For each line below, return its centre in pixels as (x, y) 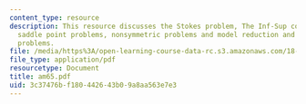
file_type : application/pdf (63, 60)
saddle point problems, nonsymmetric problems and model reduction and (157, 34)
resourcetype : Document (55, 69)
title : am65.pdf (40, 77)
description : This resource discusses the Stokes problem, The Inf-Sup (148, 26)
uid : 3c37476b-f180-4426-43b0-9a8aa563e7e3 (93, 85)
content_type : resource (55, 18)
